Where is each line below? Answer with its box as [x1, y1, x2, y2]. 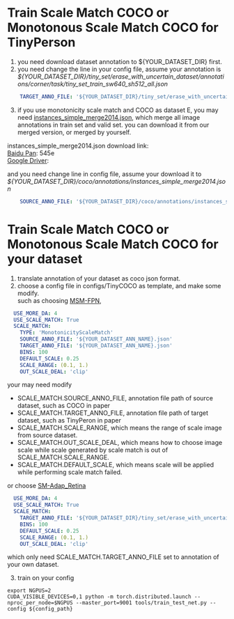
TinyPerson [7, 35, 76, 50]
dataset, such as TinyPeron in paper [17, 416, 122, 425]
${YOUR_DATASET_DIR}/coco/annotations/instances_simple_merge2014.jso [7, 177, 226, 185]
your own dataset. [7, 561, 59, 569]
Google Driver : [7, 156, 49, 164]
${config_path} [29, 606, 73, 613]
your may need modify [7, 381, 72, 389]
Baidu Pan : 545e [7, 148, 55, 157]
